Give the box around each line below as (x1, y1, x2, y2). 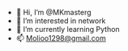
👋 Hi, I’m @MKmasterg (15, 8, 92, 17)
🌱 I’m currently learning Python (15, 25, 120, 33)
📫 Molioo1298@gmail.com (15, 33, 107, 43)
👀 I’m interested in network (15, 16, 106, 25)
